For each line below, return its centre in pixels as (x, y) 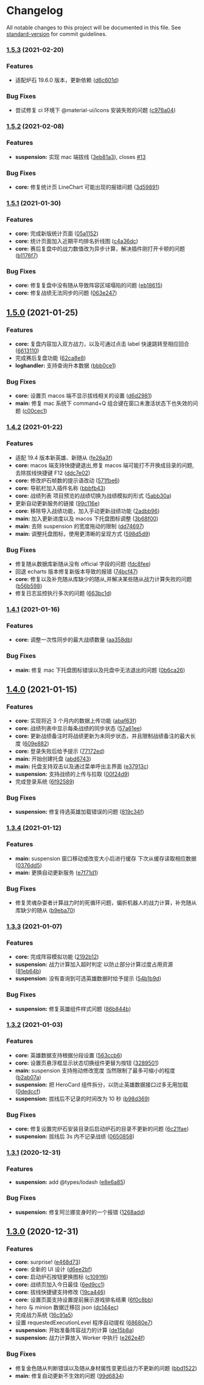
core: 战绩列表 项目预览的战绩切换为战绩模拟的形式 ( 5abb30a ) (93, 495)
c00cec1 (35, 411)
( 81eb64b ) (28, 971)
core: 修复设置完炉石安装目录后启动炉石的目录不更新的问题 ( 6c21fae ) (102, 1129)
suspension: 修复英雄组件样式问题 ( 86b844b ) (73, 1009)
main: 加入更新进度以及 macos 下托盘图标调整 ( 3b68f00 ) (87, 518)
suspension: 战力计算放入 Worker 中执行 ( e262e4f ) (80, 1338)
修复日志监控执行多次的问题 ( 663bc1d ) (63, 593)
